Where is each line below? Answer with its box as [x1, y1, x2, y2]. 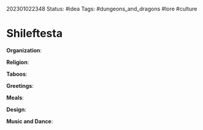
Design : [6, 106, 26, 113]
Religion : [6, 58, 29, 66]
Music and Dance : [6, 117, 53, 125]
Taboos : [6, 70, 28, 78]
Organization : [6, 46, 42, 54]
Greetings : [6, 82, 34, 89]
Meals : [6, 94, 24, 101]
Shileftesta [6, 27, 63, 40]
